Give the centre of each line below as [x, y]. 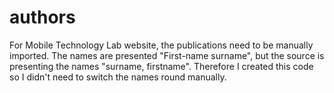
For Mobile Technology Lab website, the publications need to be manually [161, 45]
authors [42, 17]
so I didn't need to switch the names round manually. [118, 77]
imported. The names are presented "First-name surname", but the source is [167, 55]
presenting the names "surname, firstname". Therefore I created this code [161, 66]
